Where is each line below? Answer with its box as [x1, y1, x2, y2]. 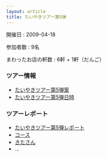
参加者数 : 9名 [6, 43, 40, 50]
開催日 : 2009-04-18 [6, 30, 56, 38]
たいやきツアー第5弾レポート [14, 124, 85, 131]
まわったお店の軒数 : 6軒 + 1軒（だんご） [6, 56, 105, 63]
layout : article [6, 8, 46, 15]
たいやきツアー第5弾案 [14, 86, 69, 93]
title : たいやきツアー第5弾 [6, 14, 66, 20]
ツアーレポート [6, 110, 48, 118]
